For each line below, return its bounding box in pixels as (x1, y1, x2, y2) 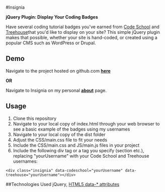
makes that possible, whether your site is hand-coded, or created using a (6, 35, 157, 40)
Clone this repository (13, 115, 57, 121)
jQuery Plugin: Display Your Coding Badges (6, 14, 99, 20)
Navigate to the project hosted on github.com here (6, 68, 111, 74)
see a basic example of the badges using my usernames (13, 126, 130, 132)
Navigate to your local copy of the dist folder (13, 131, 106, 138)
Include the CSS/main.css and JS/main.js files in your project (13, 142, 140, 148)
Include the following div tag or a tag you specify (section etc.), (13, 147, 144, 153)
